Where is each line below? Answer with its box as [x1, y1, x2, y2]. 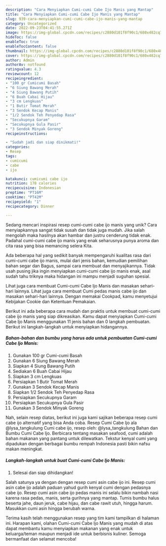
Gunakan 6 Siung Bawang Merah [12, 358, 80, 364]
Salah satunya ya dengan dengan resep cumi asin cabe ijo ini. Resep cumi [5, 479, 156, 485]
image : [5, 30, 19, 35]
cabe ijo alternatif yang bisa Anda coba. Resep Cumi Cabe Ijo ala [5, 420, 137, 426]
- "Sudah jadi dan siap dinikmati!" [5, 140, 81, 145]
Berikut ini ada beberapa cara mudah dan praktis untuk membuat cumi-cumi [5, 308, 161, 314]
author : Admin [5, 58, 35, 63]
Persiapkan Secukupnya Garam [12, 395, 77, 400]
